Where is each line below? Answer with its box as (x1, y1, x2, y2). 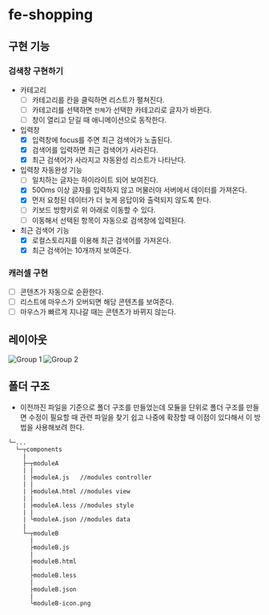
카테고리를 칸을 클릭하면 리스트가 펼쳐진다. (31, 94, 166, 105)
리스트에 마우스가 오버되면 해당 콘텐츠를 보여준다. (19, 298, 175, 307)
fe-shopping (8, 6, 94, 24)
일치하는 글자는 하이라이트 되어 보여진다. (31, 175, 159, 185)
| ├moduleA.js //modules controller (22, 473, 152, 481)
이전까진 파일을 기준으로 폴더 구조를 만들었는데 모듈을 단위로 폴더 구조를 (19, 402, 245, 412)
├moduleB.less (29, 571, 78, 579)
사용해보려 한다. (34, 422, 85, 432)
